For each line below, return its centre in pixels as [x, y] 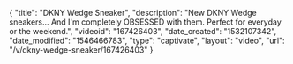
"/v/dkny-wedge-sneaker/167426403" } [81, 50]
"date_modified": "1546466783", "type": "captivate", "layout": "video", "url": [147, 40]
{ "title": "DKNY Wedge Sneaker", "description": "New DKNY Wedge [133, 13]
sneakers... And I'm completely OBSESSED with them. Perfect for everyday [146, 22]
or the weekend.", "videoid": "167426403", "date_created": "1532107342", [143, 31]
